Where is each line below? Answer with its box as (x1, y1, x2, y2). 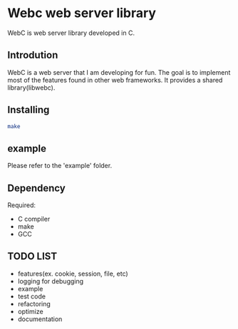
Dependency (7, 182, 66, 194)
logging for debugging (17, 276, 84, 286)
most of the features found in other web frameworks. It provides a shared (7, 75, 223, 84)
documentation (17, 315, 63, 323)
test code (17, 292, 46, 301)
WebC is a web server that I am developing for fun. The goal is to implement (7, 68, 231, 76)
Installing (7, 104, 50, 116)
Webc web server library (7, 5, 157, 21)
